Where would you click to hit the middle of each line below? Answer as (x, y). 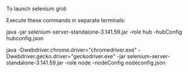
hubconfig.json (25, 38)
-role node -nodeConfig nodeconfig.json (115, 63)
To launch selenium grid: (37, 9)
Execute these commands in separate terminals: (66, 20)
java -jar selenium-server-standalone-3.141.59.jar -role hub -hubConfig (94, 32)
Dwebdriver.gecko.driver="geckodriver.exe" (61, 56)
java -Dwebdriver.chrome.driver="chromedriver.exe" (72, 50)
